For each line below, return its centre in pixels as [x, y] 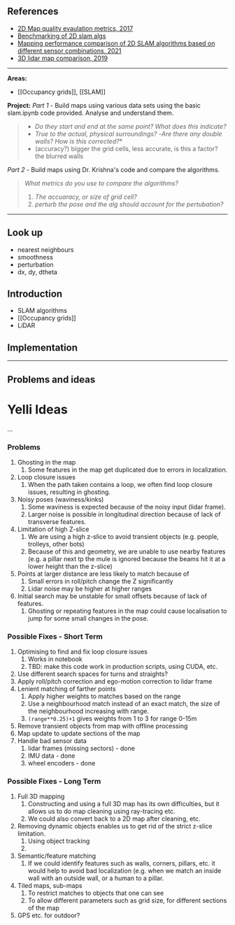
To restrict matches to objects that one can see [96, 893]
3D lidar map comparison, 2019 [63, 58]
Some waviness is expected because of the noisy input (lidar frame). [127, 507]
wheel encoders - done [62, 763]
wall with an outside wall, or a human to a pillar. [96, 878]
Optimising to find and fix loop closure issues [83, 652]
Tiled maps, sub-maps [50, 886]
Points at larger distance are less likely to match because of [103, 574]
